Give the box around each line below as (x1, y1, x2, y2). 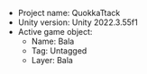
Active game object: (17, 27, 93, 37)
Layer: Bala (31, 55, 74, 65)
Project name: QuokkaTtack (17, 8, 121, 18)
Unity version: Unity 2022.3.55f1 (17, 17, 138, 28)
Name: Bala (31, 36, 75, 46)
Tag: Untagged (31, 45, 87, 56)
